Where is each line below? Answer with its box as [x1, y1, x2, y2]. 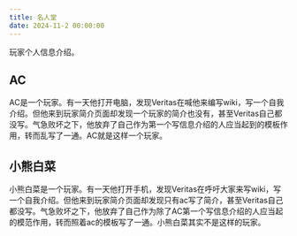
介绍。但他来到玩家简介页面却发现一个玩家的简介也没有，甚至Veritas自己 [9, 108, 275, 119]
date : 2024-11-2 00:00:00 [9, 21, 104, 30]
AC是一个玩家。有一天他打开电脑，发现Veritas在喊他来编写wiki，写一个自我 [9, 97, 285, 108]
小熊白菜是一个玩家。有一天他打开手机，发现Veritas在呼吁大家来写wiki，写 [9, 184, 281, 194]
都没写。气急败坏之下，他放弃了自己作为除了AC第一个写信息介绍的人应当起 [9, 206, 284, 217]
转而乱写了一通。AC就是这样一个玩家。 [24, 130, 168, 141]
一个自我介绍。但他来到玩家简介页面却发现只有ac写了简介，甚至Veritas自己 [9, 195, 284, 206]
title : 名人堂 [9, 12, 57, 22]
